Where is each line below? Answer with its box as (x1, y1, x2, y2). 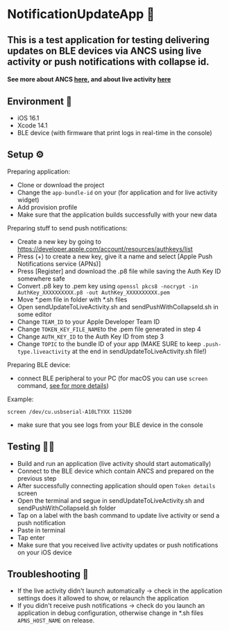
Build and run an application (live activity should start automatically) (17, 459, 212, 467)
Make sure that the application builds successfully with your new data (17, 210, 217, 219)
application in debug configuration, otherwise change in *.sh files (17, 609, 203, 617)
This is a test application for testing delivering (7, 34, 210, 46)
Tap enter (17, 533, 45, 542)
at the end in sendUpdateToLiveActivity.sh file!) (71, 347, 207, 355)
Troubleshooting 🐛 (7, 568, 89, 580)
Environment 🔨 (7, 95, 72, 107)
